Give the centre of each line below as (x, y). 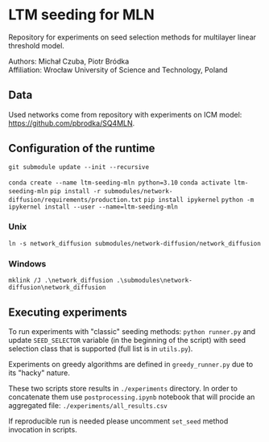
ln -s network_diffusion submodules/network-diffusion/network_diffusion (135, 243)
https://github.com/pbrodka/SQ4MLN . (72, 123)
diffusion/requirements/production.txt (75, 200)
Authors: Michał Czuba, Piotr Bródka (69, 61)
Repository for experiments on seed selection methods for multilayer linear (132, 37)
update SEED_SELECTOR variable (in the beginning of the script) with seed (127, 340)
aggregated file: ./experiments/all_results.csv (88, 405)
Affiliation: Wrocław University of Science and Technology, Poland (118, 69)
